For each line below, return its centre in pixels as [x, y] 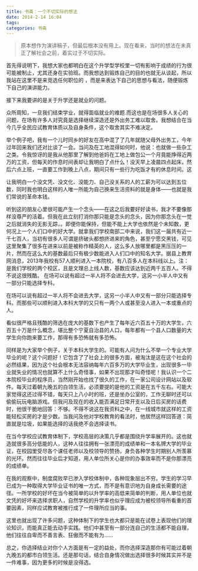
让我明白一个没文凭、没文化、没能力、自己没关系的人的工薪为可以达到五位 [96, 182]
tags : [13, 22]
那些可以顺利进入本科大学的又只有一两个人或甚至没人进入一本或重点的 [107, 303]
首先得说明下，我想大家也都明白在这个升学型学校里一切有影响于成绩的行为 [96, 65]
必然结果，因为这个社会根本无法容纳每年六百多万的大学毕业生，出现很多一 [96, 365]
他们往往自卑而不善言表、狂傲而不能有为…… [60, 535]
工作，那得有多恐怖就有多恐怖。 [81, 337]
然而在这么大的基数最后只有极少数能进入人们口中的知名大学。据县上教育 [104, 254]
